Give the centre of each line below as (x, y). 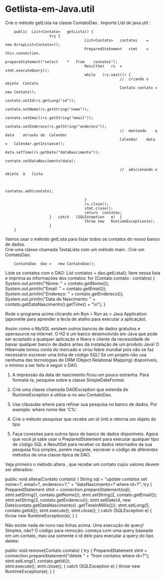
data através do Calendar (36, 135)
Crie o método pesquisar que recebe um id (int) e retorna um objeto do (84, 419)
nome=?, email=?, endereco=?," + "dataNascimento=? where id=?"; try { (79, 484)
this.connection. (23, 53)
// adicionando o (139, 169)
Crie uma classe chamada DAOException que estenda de (70, 389)
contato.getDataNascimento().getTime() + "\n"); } (55, 304)
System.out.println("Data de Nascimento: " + (50, 299)
